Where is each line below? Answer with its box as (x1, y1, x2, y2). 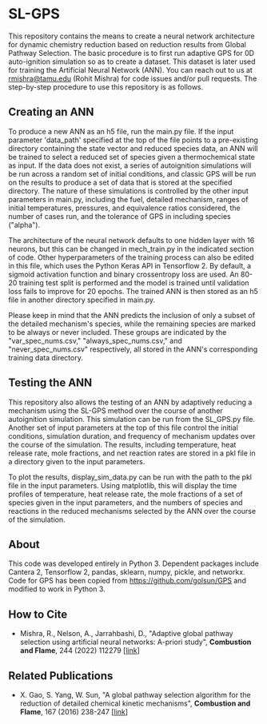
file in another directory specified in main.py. (8, 295, 156, 304)
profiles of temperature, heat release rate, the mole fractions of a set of (8, 489, 243, 499)
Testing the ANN (8, 376, 93, 390)
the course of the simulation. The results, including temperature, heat (8, 440, 237, 449)
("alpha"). (8, 220, 41, 229)
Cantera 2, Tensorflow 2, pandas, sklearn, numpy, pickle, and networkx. (8, 567, 245, 577)
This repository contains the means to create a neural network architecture (8, 31, 255, 41)
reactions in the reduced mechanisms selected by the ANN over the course (8, 506, 257, 515)
